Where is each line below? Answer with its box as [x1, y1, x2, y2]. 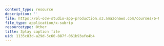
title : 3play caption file [5, 29, 60, 34]
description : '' [5, 11, 38, 16]
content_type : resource [5, 7, 54, 12]
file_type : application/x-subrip [5, 20, 73, 25]
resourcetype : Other [5, 25, 47, 30]
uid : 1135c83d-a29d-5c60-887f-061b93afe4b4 [5, 34, 95, 39]
